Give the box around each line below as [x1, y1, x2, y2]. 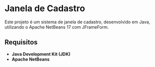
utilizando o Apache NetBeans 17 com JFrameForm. [4, 24, 109, 30]
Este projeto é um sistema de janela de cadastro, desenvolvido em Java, [4, 19, 150, 25]
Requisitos [4, 38, 38, 47]
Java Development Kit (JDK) [11, 51, 71, 57]
